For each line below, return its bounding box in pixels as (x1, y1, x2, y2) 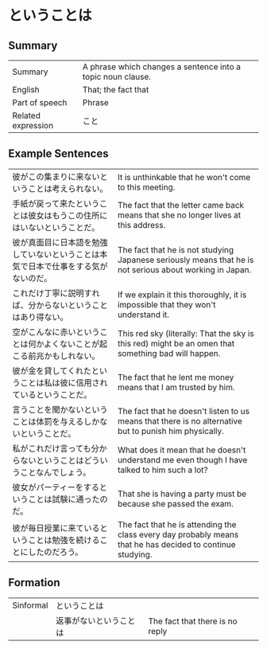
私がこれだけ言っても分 (12, 443, 99, 454)
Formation (8, 576, 60, 589)
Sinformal (12, 600, 48, 611)
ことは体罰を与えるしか (12, 416, 100, 427)
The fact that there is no (148, 616, 238, 627)
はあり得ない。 (12, 311, 69, 323)
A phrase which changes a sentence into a (82, 61, 241, 72)
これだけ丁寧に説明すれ (12, 287, 101, 299)
